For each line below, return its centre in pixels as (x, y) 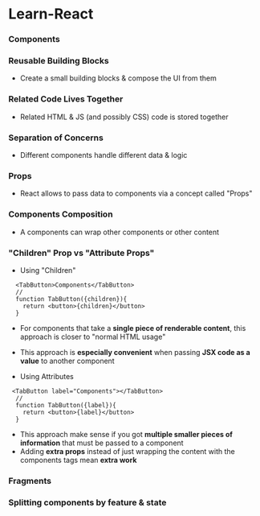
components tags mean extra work (78, 460)
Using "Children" (48, 270)
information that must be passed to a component (102, 443)
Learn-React (51, 14)
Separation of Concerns (56, 138)
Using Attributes (47, 376)
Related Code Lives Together (66, 99)
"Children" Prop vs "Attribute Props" (81, 253)
